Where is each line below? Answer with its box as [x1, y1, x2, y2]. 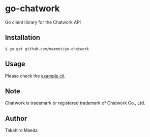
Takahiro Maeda [5, 127, 38, 133]
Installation [5, 33, 40, 42]
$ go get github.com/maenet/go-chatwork [5, 46, 90, 52]
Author [5, 114, 27, 123]
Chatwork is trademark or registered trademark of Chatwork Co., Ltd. [5, 100, 146, 106]
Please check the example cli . [5, 73, 65, 79]
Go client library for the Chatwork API [5, 19, 81, 25]
